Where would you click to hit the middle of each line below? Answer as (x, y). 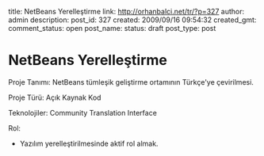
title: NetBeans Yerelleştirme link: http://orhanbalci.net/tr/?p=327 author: (126, 11)
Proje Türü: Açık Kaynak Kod (55, 97)
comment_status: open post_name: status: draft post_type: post (112, 28)
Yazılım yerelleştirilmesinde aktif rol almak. (89, 143)
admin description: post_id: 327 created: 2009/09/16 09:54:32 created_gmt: (132, 20)
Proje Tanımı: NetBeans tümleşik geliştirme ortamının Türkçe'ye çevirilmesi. (131, 82)
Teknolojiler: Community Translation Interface (82, 112)
